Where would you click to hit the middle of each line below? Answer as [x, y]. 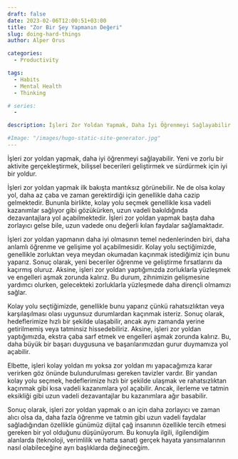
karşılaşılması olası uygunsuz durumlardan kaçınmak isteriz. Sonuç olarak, [116, 313]
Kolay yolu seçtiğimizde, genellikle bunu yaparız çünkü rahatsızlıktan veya [116, 306]
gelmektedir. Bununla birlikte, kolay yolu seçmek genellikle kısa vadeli [109, 202]
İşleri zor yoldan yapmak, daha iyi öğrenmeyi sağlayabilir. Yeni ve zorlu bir [116, 158]
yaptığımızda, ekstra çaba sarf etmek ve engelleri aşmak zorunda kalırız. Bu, [119, 336]
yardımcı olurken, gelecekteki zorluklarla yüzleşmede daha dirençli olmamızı [119, 284]
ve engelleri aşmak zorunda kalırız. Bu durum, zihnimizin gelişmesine [109, 277]
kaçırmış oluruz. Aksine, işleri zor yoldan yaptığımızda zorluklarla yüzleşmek [119, 269]
